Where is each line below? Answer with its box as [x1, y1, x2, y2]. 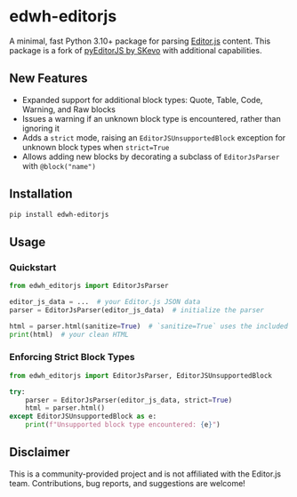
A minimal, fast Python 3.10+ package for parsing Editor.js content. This [9, 36, 271, 46]
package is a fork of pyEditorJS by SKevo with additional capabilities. [9, 44, 262, 55]
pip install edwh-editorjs [9, 210, 109, 219]
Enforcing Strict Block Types [9, 351, 135, 364]
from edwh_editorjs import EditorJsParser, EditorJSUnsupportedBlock [9, 371, 273, 380]
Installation [9, 187, 73, 202]
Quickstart [9, 261, 57, 273]
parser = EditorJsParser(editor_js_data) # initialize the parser [9, 305, 265, 315]
